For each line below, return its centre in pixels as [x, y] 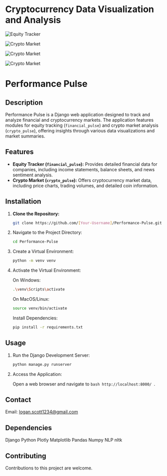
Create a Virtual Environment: [43, 252]
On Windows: [26, 280]
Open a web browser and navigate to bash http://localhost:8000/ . [84, 384]
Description [24, 102]
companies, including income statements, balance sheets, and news [83, 169]
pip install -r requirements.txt [48, 327]
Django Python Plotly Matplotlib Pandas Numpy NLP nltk [64, 440]
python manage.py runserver [42, 364]
